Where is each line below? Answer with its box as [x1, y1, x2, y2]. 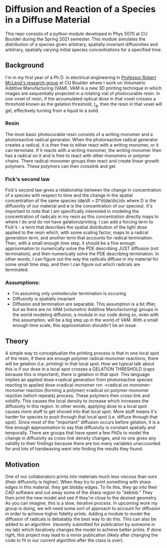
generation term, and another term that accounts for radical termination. [5, 235, 154, 241]
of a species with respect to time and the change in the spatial [5, 192, 133, 198]
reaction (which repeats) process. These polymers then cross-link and [5, 392, 150, 398]
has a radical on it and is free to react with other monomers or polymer [5, 152, 151, 158]
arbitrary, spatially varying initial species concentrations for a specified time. [5, 46, 162, 52]
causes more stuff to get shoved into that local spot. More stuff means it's [5, 408, 157, 414]
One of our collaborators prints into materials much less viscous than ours [5, 473, 157, 479]
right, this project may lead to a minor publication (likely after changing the [5, 532, 158, 538]
